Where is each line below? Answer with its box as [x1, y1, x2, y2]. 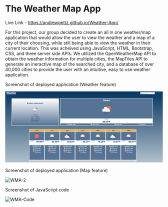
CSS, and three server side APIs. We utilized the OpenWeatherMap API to [5, 50, 156, 56]
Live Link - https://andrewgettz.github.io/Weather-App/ [5, 19, 118, 25]
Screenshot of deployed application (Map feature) [5, 167, 108, 173]
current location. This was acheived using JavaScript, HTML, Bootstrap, [5, 45, 153, 51]
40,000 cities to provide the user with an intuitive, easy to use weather [5, 66, 150, 72]
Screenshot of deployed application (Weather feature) [5, 81, 116, 87]
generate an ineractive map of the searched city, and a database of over [5, 61, 154, 67]
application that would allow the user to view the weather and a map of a [5, 34, 155, 40]
